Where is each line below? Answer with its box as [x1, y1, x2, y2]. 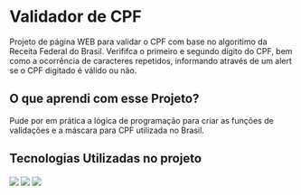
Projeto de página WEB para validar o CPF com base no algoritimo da [9, 36, 268, 47]
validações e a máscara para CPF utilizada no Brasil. [9, 125, 205, 135]
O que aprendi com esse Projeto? [9, 91, 200, 107]
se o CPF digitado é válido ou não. [9, 65, 137, 76]
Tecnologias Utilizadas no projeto [9, 151, 202, 166]
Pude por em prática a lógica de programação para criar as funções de [9, 115, 274, 125]
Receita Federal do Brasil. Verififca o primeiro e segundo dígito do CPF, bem [9, 45, 293, 56]
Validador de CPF [9, 6, 142, 27]
